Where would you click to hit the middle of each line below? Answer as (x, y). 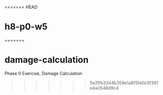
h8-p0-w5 (26, 27)
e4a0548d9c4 (104, 88)
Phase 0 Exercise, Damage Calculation (44, 73)
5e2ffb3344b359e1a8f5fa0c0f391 (124, 83)
